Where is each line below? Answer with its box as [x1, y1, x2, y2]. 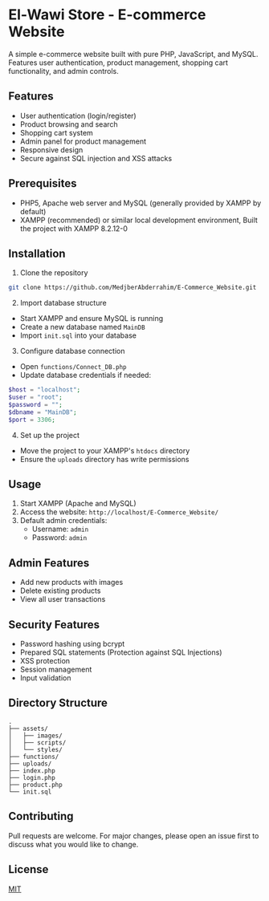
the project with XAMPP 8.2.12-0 [19, 223, 128, 233]
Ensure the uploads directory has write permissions [19, 454, 190, 464]
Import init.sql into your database [19, 331, 137, 340]
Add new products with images [19, 578, 124, 587]
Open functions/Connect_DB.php [19, 362, 127, 371]
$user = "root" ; [8, 393, 63, 402]
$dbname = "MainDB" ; [8, 408, 78, 416]
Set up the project [19, 430, 80, 440]
